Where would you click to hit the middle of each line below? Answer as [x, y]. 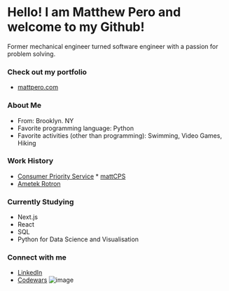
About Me [25, 106]
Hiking [27, 143]
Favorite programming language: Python [76, 128]
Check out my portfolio [47, 72]
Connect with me [37, 257]
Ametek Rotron [39, 183]
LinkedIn [30, 273]
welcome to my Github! [76, 27]
